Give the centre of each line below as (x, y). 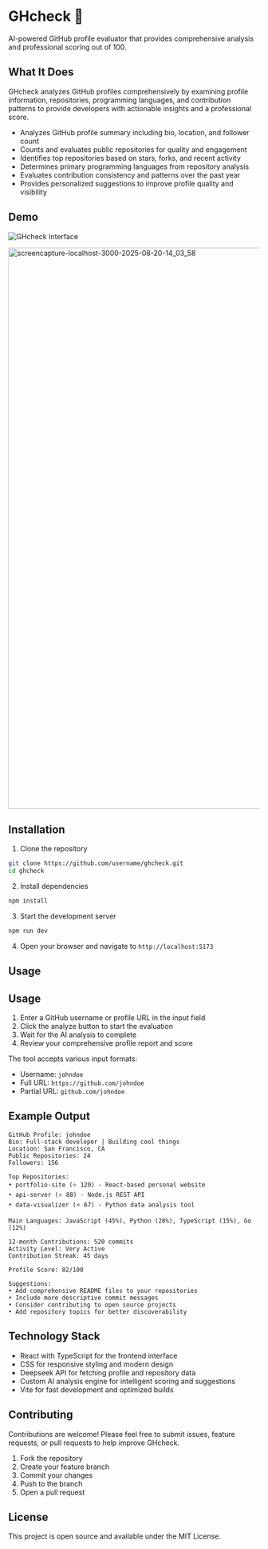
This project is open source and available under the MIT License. (115, 1536)
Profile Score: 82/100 (46, 1270)
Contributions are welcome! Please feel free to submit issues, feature (122, 1434)
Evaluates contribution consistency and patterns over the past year (130, 174)
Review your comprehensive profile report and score (106, 1043)
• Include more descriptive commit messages (83, 1298)
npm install (28, 901)
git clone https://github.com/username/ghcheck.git (96, 863)
